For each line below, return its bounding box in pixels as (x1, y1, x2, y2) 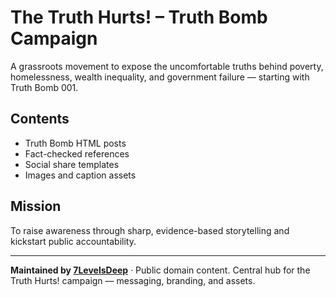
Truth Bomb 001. (10, 81, 79, 93)
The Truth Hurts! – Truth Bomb (10, 6, 268, 29)
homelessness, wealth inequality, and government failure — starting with (10, 71, 310, 83)
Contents (10, 111, 70, 128)
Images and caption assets (24, 169, 137, 181)
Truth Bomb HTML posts (24, 137, 127, 149)
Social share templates (24, 158, 120, 170)
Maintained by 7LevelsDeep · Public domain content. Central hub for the (10, 264, 311, 276)
